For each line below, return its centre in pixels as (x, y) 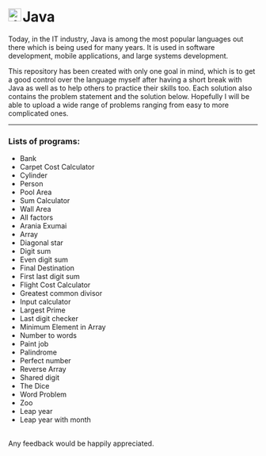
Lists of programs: (44, 141)
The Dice (34, 386)
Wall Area (35, 209)
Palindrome (38, 352)
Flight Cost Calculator (55, 285)
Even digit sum (44, 260)
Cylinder (34, 175)
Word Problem (43, 395)
